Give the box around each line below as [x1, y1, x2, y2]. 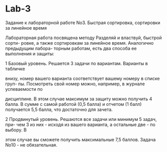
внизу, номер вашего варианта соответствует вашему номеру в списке [5, 75, 160, 81]
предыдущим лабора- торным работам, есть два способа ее [5, 45, 137, 51]
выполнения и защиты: [5, 51, 54, 57]
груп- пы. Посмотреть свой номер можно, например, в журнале [5, 81, 145, 87]
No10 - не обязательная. [5, 141, 58, 148]
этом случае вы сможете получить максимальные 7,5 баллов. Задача [5, 136, 156, 142]
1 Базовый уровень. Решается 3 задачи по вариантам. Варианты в [5, 60, 148, 66]
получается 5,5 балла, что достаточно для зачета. [5, 106, 113, 112]
